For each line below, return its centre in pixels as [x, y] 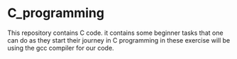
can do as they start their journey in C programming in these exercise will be [119, 40]
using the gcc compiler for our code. [61, 48]
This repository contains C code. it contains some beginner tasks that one [115, 33]
